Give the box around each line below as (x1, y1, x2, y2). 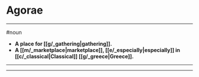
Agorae (6, 4, 43, 17)
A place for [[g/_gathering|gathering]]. (14, 40, 113, 47)
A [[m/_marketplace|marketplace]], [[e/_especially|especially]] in (14, 46, 181, 53)
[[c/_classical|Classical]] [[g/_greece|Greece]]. (14, 53, 134, 60)
